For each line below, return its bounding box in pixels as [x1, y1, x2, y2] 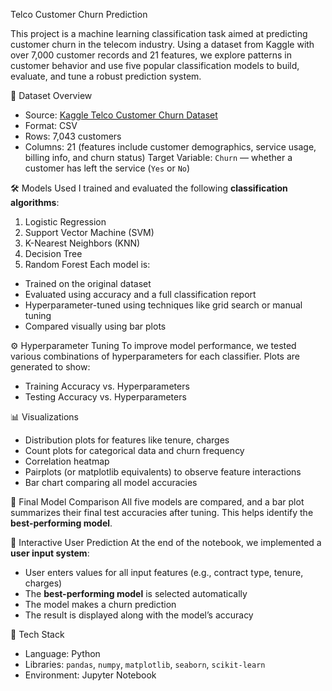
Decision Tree [24, 248, 83, 259]
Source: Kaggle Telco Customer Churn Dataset [24, 109, 218, 121]
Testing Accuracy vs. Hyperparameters [24, 391, 187, 403]
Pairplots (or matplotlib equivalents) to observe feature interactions [24, 466, 302, 478]
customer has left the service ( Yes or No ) [24, 162, 191, 174]
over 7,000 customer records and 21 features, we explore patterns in [10, 49, 292, 61]
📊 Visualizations [10, 411, 79, 423]
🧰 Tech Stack [10, 629, 65, 640]
